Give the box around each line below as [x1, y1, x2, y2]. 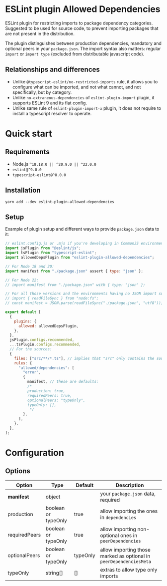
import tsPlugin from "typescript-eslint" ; [5, 251, 97, 256]
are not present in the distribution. [5, 30, 75, 36]
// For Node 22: [5, 278, 39, 283]
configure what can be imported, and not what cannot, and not [12, 84, 141, 90]
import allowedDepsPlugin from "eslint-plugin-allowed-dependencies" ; [5, 255, 155, 260]
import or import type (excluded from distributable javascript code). [5, 51, 145, 57]
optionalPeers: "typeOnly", [27, 398, 85, 403]
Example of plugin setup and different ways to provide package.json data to [5, 226, 160, 232]
